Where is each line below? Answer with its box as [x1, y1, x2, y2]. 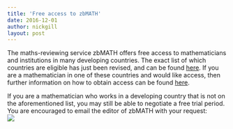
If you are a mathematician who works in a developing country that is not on [7, 92, 225, 100]
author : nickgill [7, 23, 58, 30]
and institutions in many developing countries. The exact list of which [7, 56, 206, 65]
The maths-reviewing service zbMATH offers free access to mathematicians [7, 49, 227, 57]
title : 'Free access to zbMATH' [7, 10, 101, 17]
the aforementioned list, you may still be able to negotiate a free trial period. [7, 99, 225, 108]
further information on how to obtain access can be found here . [7, 78, 190, 87]
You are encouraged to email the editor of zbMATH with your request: [7, 107, 208, 115]
